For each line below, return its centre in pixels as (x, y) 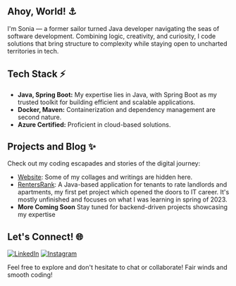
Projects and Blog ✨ (52, 147)
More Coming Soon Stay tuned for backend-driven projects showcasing (122, 207)
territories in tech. (33, 51)
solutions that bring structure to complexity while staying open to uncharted (117, 43)
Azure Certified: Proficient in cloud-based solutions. (94, 124)
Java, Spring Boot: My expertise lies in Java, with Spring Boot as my (117, 94)
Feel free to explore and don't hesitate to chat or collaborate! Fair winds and (117, 268)
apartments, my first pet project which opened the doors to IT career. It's (123, 192)
